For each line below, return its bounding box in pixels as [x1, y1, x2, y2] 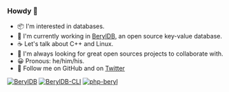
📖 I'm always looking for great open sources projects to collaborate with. [17, 49, 223, 58]
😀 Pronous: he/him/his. [17, 57, 85, 65]
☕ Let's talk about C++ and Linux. [17, 40, 114, 48]
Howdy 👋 [7, 6, 38, 16]
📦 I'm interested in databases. [17, 22, 105, 30]
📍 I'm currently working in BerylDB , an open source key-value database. [17, 32, 223, 41]
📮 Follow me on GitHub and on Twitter [17, 65, 126, 73]
